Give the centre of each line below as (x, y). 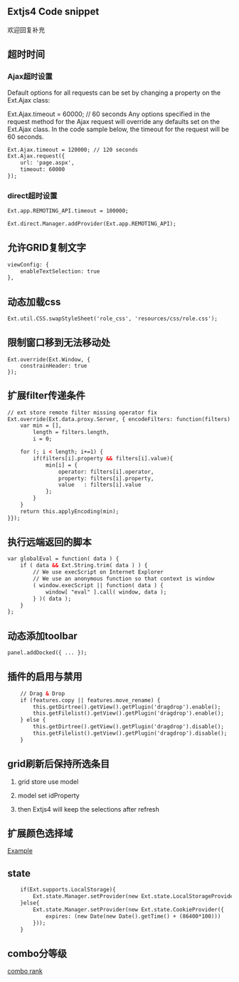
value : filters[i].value (100, 485)
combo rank (25, 971)
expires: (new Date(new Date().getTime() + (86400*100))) (133, 916)
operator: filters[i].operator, (106, 472)
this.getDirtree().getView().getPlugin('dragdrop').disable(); (128, 727)
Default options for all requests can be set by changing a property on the (114, 93)
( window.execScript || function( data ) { (98, 585)
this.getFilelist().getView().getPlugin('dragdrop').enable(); (128, 713)
